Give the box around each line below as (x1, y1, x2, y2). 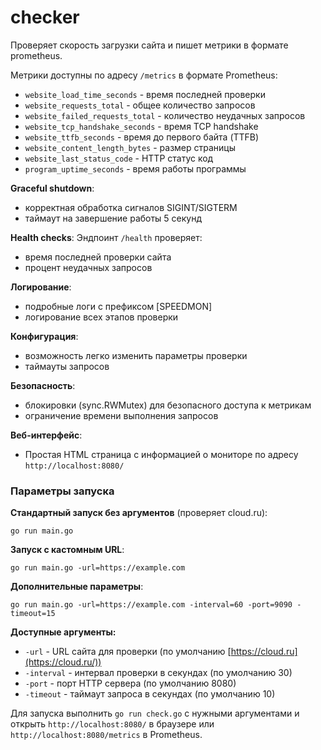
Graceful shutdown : (10, 182, 95, 194)
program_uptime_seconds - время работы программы (24, 162, 247, 175)
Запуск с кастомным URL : (10, 544, 125, 556)
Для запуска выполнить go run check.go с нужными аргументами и (10, 707, 300, 720)
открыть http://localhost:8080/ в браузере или (10, 718, 215, 730)
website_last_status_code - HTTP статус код (24, 152, 214, 164)
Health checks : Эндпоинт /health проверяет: (10, 231, 203, 243)
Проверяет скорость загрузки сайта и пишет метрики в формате (10, 39, 289, 51)
